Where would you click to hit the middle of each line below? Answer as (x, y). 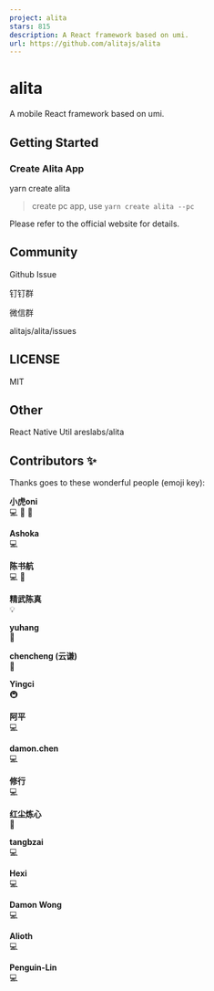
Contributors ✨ (53, 460)
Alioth (21, 936)
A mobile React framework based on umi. (87, 114)
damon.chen (34, 748)
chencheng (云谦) (43, 656)
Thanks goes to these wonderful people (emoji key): (107, 483)
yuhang (24, 628)
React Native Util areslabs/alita (67, 432)
